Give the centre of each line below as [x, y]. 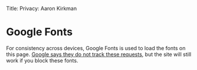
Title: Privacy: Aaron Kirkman [42, 8]
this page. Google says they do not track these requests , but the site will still [99, 54]
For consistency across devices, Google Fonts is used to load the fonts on [96, 48]
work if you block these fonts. [42, 60]
